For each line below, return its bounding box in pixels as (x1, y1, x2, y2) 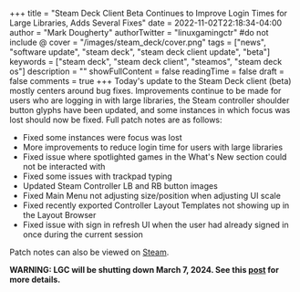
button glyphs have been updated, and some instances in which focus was (9, 105, 291, 115)
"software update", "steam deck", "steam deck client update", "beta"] (9, 47, 271, 57)
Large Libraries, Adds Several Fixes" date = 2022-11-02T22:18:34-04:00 (9, 17, 283, 28)
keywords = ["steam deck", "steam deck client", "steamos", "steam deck (9, 57, 283, 67)
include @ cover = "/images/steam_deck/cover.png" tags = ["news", (9, 36, 266, 47)
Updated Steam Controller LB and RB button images (22, 181, 219, 191)
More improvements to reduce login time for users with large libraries (22, 141, 284, 152)
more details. (9, 274, 61, 285)
